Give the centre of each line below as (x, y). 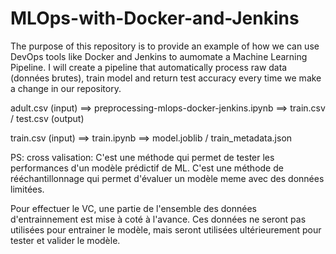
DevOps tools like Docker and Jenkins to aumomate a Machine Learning (159, 56)
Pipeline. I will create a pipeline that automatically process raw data (149, 67)
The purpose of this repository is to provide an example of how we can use (165, 46)
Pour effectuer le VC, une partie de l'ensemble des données (134, 208)
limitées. (27, 189)
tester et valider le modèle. (65, 240)
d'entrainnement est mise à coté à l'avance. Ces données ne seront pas (158, 219)
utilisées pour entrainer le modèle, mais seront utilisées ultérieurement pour (166, 229)
